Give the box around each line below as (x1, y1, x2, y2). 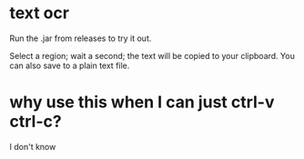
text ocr (9, 3, 70, 24)
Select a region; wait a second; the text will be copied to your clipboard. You (9, 50, 296, 61)
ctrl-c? (9, 112, 62, 132)
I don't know (9, 141, 56, 152)
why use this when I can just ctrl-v (9, 92, 275, 113)
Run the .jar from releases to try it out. (9, 33, 152, 44)
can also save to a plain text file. (9, 60, 130, 71)
